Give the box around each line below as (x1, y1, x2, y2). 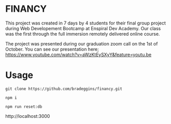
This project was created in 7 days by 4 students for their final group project (5, 20, 166, 26)
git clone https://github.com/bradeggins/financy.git (5, 86, 123, 91)
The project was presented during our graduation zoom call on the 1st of (5, 40, 158, 46)
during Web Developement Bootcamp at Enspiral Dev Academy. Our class (5, 25, 161, 31)
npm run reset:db (5, 104, 42, 109)
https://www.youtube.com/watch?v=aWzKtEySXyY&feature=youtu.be (5, 52, 152, 58)
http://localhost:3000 (5, 113, 50, 119)
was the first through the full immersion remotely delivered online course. (5, 31, 160, 37)
